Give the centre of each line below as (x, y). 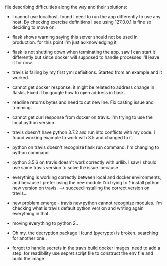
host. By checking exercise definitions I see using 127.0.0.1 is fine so (82, 22)
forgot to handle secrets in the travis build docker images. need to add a (86, 248)
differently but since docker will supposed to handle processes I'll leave (86, 57)
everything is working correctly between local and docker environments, (87, 177)
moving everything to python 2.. (45, 223)
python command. (31, 152)
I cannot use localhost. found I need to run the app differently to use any (86, 17)
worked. (21, 78)
